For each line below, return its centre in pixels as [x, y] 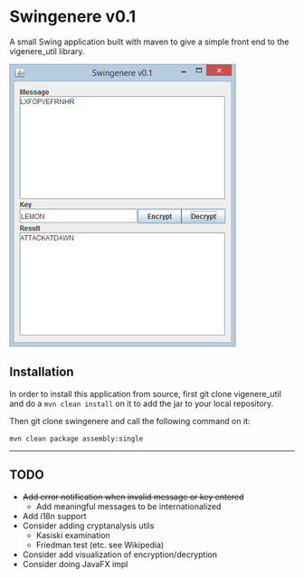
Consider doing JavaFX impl [75, 564]
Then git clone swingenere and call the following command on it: [130, 421]
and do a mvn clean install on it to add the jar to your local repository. [142, 403]
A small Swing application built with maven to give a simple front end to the [149, 42]
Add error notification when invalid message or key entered [133, 497]
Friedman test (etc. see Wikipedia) [100, 545]
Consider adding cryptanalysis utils [88, 526]
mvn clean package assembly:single [76, 439]
